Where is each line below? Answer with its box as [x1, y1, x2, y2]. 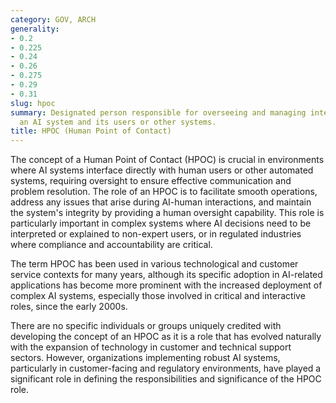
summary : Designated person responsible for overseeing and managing [10, 107, 307, 118]
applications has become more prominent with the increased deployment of [10, 279, 323, 291]
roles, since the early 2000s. [10, 301, 128, 313]
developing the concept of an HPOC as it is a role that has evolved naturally [10, 331, 322, 343]
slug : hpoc [10, 98, 56, 108]
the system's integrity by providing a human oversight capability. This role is [10, 207, 325, 219]
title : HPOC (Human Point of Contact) [10, 126, 172, 136]
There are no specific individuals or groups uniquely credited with [10, 320, 282, 332]
